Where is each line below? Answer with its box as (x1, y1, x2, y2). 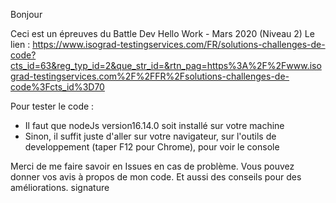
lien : (10, 39, 31, 50)
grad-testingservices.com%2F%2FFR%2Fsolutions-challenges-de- (10, 70, 290, 82)
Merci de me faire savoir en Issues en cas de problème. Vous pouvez (10, 160, 295, 172)
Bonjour (10, 9, 43, 20)
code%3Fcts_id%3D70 (10, 81, 105, 93)
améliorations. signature (10, 182, 110, 193)
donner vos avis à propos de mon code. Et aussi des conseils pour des (10, 171, 302, 183)
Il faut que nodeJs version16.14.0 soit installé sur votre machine (24, 120, 285, 131)
